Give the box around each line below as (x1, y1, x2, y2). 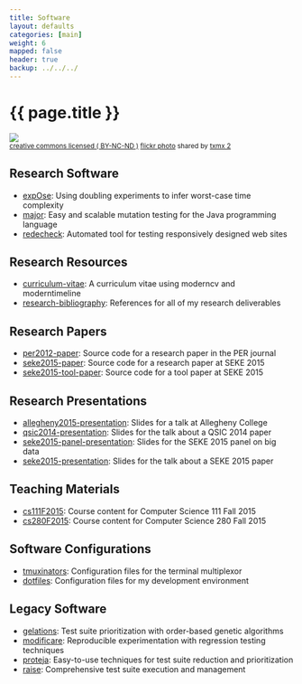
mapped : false (9, 47, 63, 56)
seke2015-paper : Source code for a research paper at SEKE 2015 (22, 358, 265, 369)
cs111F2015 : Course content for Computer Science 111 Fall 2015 (22, 505, 257, 516)
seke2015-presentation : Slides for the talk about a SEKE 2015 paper (22, 455, 274, 466)
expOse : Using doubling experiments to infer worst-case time (22, 190, 252, 201)
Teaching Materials (9, 482, 120, 497)
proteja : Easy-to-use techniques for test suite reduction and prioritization (22, 654, 294, 665)
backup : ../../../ (9, 64, 78, 73)
